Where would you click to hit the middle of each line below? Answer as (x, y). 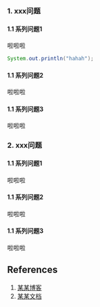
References (32, 270)
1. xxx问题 (24, 10)
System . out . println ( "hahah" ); (51, 59)
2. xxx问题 (25, 146)
